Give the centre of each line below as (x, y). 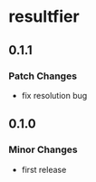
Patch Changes (43, 76)
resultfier (44, 17)
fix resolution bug (54, 95)
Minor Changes (43, 149)
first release (44, 169)
